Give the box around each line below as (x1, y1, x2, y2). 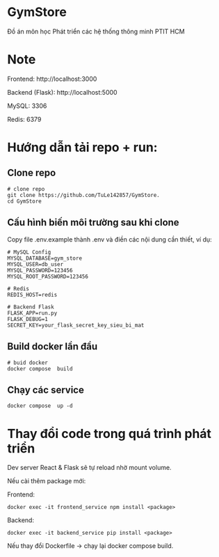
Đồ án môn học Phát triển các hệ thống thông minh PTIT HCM (7, 27, 186, 36)
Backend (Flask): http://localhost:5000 (7, 88, 117, 96)
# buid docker (7, 359, 49, 366)
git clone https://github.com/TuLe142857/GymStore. (7, 191, 160, 198)
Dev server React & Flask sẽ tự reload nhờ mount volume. (7, 464, 172, 472)
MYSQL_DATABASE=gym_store (7, 255, 82, 262)
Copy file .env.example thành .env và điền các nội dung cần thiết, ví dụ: (7, 235, 212, 244)
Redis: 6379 (7, 115, 42, 123)
